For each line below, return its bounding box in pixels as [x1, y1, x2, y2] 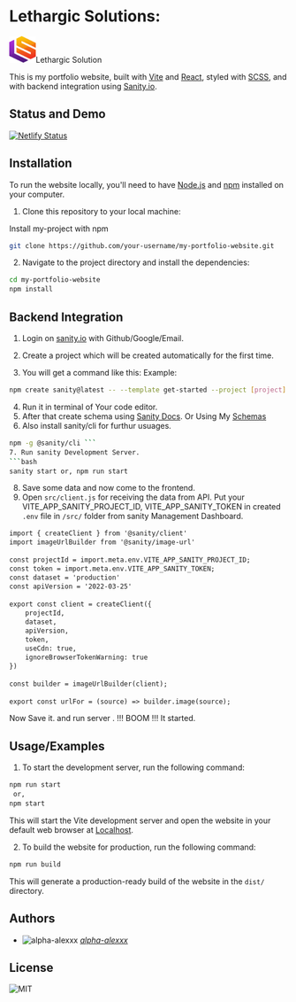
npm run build [9, 859, 62, 869]
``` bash [9, 457, 38, 466]
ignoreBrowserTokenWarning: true [25, 653, 148, 662]
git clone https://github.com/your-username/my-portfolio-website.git [9, 241, 275, 250]
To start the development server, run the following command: [21, 762, 245, 773]
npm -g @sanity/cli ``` [9, 439, 97, 447]
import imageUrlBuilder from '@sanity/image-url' [9, 538, 196, 547]
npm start [9, 799, 46, 808]
